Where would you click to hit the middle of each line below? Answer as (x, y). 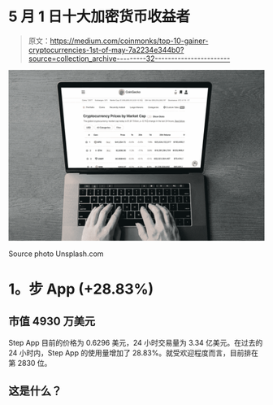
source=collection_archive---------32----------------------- (129, 59)
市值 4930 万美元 (52, 322)
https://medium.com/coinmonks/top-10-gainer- (129, 41)
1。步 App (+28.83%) (81, 289)
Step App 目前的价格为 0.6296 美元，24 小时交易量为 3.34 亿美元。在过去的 (136, 342)
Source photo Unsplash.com (56, 254)
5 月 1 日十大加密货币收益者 (100, 17)
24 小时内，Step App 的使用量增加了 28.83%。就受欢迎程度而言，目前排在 (133, 353)
